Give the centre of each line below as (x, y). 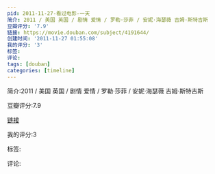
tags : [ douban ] (29, 64)
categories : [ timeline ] (41, 70)
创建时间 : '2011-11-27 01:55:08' (53, 39)
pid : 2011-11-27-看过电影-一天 (49, 13)
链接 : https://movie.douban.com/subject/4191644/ (78, 32)
